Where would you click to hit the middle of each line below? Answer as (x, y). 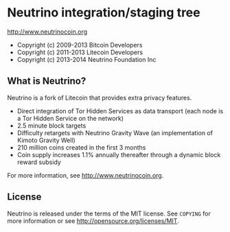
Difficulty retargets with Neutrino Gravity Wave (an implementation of (115, 132)
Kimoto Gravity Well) (46, 140)
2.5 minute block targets (51, 126)
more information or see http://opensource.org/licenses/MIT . (93, 220)
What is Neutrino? (47, 81)
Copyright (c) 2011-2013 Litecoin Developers (80, 52)
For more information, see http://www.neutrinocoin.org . (85, 175)
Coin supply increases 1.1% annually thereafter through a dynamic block (119, 154)
